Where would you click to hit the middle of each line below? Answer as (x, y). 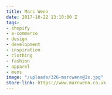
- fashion (18, 61)
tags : (13, 22)
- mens (14, 72)
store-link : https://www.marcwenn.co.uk (56, 83)
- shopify (18, 28)
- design (17, 39)
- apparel (18, 66)
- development (23, 45)
